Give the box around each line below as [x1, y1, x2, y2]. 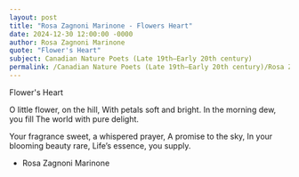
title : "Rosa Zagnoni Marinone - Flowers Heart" [9, 21, 193, 30]
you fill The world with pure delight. [9, 113, 140, 125]
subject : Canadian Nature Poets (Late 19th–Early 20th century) [9, 54, 253, 63]
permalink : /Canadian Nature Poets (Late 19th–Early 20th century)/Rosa [9, 63, 285, 72]
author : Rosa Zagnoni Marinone [9, 37, 125, 47]
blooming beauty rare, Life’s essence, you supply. [9, 140, 191, 151]
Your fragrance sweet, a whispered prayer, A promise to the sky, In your [9, 131, 273, 141]
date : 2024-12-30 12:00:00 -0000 [9, 29, 133, 38]
